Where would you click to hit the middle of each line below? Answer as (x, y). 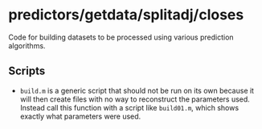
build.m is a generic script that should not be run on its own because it (137, 90)
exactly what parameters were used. (80, 116)
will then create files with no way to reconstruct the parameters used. (135, 99)
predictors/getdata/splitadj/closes (126, 15)
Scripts (27, 71)
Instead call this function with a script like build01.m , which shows (129, 107)
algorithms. (27, 45)
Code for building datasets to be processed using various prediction (121, 37)
